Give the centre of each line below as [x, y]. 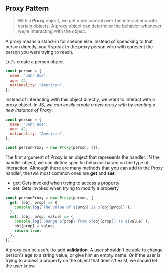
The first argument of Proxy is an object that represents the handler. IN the [82, 157]
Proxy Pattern [27, 8]
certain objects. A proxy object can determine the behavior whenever [90, 26]
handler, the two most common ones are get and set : [61, 173]
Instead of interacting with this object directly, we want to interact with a [80, 100]
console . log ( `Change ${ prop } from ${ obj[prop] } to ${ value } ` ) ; [82, 221]
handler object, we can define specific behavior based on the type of [77, 163]
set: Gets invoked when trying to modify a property [66, 188]
